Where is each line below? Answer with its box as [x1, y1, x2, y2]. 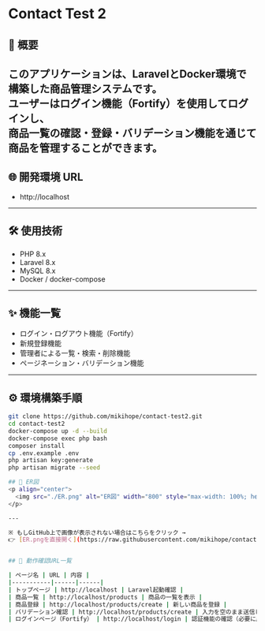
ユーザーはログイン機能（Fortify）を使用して [8, 96, 228, 110]
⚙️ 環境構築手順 [8, 391, 83, 405]
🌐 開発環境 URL [8, 170, 84, 184]
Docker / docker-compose [19, 274, 106, 284]
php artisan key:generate [8, 457, 93, 465]
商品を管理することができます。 [8, 141, 163, 155]
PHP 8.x [19, 249, 47, 259]
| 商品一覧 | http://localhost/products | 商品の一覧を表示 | [8, 593, 203, 601]
